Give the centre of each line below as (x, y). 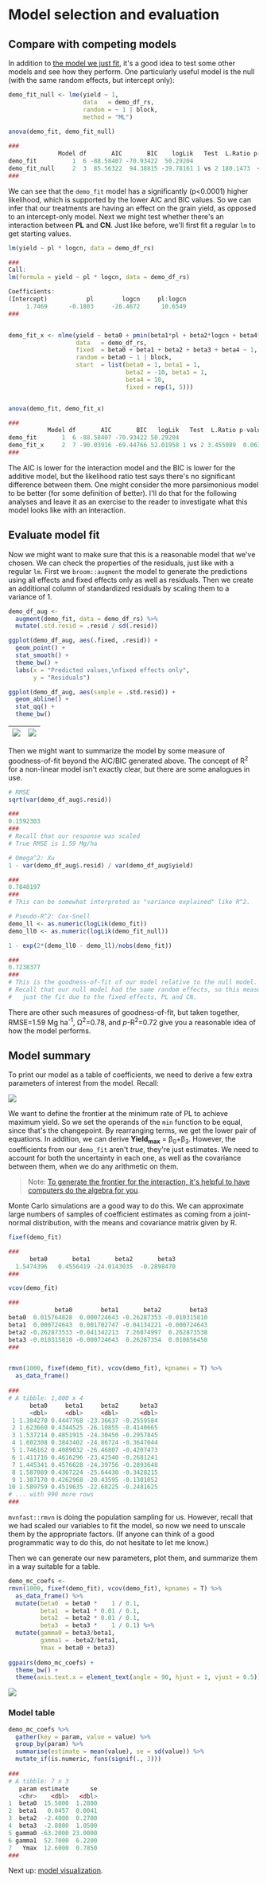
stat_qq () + (35, 707)
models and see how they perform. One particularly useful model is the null (132, 72)
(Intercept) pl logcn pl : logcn (97, 299)
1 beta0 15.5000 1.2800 (53, 1803)
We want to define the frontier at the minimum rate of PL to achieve (118, 1114)
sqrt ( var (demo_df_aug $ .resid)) (60, 800)
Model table (32, 1713)
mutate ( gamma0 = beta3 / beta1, (65, 1633)
